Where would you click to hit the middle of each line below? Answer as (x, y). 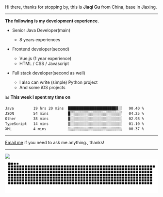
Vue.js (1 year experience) (45, 58)
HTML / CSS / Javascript (44, 63)
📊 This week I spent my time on (38, 97)
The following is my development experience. (52, 21)
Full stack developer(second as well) (49, 73)
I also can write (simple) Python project (58, 82)
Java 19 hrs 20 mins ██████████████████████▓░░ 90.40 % (75, 108)
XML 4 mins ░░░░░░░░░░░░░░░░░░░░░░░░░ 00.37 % (75, 129)
